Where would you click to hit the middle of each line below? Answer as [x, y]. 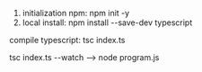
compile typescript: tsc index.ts [67, 40]
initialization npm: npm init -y [76, 13]
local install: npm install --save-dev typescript [107, 22]
